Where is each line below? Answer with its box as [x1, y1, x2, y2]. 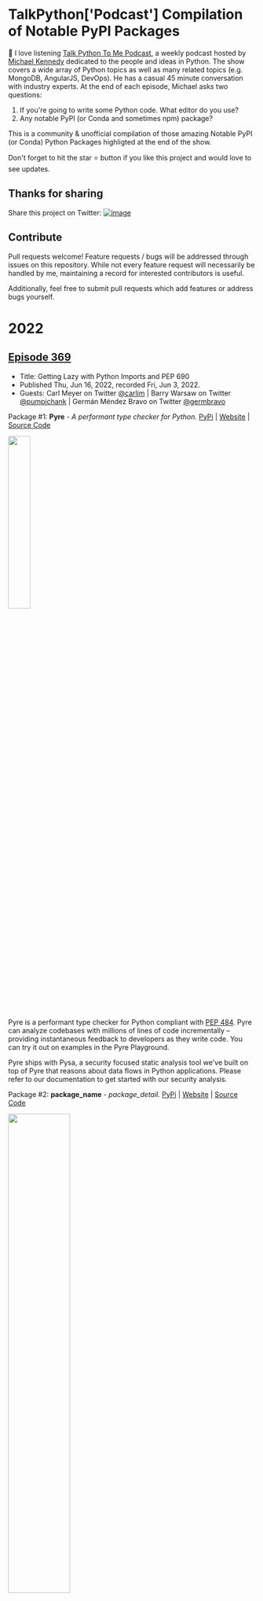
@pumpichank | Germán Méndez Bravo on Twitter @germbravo [19, 396, 226, 406]
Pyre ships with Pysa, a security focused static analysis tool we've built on [8, 1058, 249, 1067]
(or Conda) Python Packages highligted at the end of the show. [8, 137, 212, 146]
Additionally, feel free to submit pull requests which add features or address [8, 283, 254, 293]
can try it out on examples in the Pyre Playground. [8, 1042, 170, 1051]
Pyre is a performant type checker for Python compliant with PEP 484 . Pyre [8, 1017, 253, 1027]
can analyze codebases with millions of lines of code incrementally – [8, 1025, 230, 1035]
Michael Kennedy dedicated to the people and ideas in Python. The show [8, 57, 245, 66]
